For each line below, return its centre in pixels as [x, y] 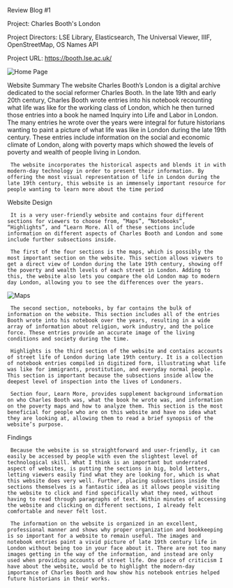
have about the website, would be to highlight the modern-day [101, 566]
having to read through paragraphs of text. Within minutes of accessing [117, 499]
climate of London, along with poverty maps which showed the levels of [111, 145]
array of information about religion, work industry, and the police [111, 327]
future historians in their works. [59, 579]
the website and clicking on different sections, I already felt [104, 505]
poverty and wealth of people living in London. [74, 152]
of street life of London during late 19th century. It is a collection [115, 357]
